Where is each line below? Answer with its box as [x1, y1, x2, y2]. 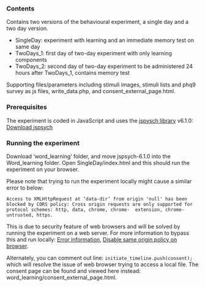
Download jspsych [6, 123, 53, 131]
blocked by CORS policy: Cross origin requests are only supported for [6, 201, 193, 207]
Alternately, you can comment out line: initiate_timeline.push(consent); [6, 254, 193, 261]
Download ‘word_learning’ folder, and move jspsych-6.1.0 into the [6, 152, 171, 160]
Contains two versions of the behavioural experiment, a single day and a [6, 18, 188, 26]
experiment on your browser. [6, 166, 80, 173]
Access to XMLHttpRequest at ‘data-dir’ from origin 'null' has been [6, 196, 188, 202]
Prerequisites [6, 103, 47, 112]
